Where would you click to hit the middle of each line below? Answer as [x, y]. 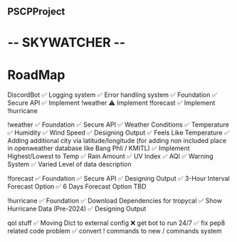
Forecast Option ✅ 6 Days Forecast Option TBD [77, 186]
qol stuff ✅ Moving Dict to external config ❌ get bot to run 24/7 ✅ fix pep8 [116, 223]
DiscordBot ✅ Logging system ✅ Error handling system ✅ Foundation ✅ [112, 95]
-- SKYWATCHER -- [67, 42]
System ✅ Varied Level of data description [69, 164]
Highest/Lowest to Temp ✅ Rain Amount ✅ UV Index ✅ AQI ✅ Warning [110, 156]
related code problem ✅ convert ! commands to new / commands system [115, 231]
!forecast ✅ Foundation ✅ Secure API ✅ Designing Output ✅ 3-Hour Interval [118, 178]
